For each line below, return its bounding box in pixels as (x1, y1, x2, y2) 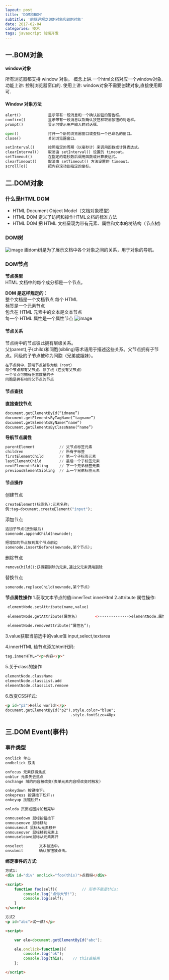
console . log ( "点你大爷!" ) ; (23, 891, 77, 897)
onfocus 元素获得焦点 (5, 769, 46, 774)
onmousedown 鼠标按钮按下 (5, 815, 55, 821)
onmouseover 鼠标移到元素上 (5, 829, 59, 835)
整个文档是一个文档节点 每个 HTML (5, 297, 78, 303)
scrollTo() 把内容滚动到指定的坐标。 (5, 164, 93, 169)
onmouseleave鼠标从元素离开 (5, 835, 59, 840)
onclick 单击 (5, 756, 31, 761)
